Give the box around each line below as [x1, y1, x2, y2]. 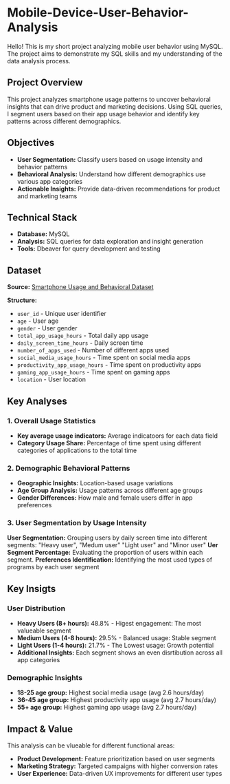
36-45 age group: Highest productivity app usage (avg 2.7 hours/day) [16, 696, 217, 704]
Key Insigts [7, 583, 56, 595]
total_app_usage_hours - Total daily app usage [16, 332, 149, 340]
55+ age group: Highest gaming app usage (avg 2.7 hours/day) [16, 703, 197, 712]
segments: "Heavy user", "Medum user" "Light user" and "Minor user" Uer [7, 541, 218, 549]
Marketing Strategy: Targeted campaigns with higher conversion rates [16, 762, 218, 770]
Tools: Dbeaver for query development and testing [16, 244, 161, 253]
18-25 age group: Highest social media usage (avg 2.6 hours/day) [16, 688, 205, 697]
